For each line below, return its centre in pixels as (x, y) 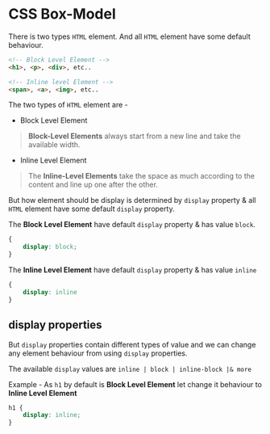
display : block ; (50, 247)
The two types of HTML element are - (68, 105)
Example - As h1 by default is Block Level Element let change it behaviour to (135, 384)
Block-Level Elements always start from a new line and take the (134, 136)
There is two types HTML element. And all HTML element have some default (130, 36)
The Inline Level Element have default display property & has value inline (133, 270)
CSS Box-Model (62, 14)
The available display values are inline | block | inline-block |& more (130, 369)
